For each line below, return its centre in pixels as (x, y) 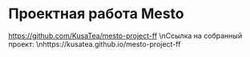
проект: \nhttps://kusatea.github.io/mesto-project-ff (95, 44)
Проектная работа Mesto (96, 14)
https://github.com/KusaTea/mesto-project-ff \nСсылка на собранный (125, 36)
